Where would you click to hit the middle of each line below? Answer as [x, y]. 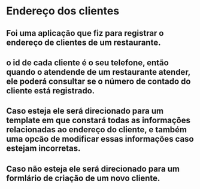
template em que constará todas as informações [98, 121]
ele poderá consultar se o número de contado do [99, 81]
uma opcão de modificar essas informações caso [100, 139]
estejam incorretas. [43, 149]
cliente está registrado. [51, 91]
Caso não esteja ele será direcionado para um [93, 169]
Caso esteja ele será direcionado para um [85, 111]
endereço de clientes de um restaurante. [84, 42]
